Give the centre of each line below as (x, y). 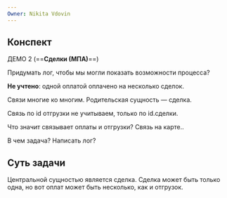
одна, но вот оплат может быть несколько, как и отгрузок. (96, 187)
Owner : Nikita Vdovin (39, 14)
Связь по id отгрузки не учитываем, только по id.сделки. (93, 114)
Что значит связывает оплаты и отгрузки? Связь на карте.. (96, 127)
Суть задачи (36, 163)
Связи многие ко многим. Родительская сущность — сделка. (99, 100)
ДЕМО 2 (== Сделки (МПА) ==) (53, 59)
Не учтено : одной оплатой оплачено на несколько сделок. (96, 86)
